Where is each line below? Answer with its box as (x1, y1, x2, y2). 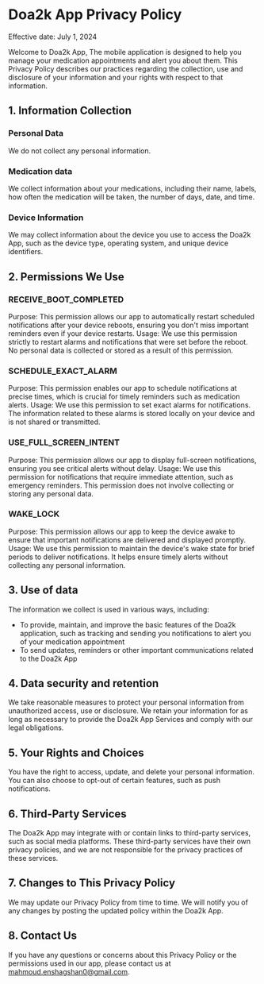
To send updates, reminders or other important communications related (19, 645, 254, 654)
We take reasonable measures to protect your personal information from (8, 697, 244, 708)
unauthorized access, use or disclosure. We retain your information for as (8, 706, 248, 716)
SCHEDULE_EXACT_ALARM (8, 365, 117, 376)
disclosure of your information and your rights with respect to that (8, 72, 224, 82)
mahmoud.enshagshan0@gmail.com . (8, 967, 130, 976)
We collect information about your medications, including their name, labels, (8, 183, 257, 193)
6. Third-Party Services (8, 807, 127, 820)
